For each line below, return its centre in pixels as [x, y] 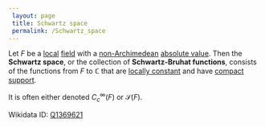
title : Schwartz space [50, 23]
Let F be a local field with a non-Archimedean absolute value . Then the [125, 54]
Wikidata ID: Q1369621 [46, 114]
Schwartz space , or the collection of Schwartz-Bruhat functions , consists [132, 62]
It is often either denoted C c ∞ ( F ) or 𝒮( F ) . [75, 97]
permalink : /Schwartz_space [59, 31]
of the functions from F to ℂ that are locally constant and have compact [126, 71]
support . [22, 80]
